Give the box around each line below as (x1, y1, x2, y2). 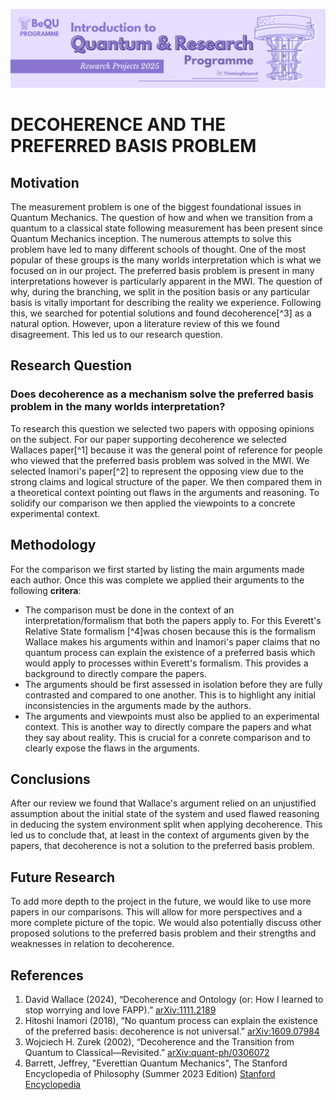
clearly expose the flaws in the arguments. (24, 742, 201, 754)
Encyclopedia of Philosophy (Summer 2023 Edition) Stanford (24, 1067, 276, 1079)
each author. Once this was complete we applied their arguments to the (10, 574, 305, 586)
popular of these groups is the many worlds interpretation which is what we (10, 254, 322, 266)
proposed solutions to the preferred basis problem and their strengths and (10, 927, 317, 939)
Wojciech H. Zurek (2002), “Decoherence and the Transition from (24, 1035, 295, 1048)
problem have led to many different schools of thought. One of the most (10, 244, 307, 255)
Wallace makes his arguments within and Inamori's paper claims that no (24, 635, 321, 648)
